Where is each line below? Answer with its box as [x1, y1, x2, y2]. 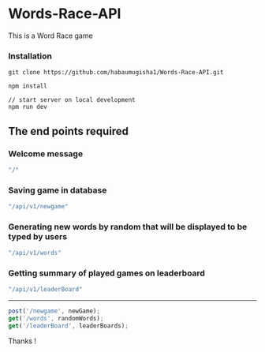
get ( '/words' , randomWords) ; [8, 315, 104, 323]
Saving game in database [8, 185, 107, 196]
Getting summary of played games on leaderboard [8, 268, 205, 279]
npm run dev [8, 103, 47, 111]
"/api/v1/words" [8, 249, 62, 257]
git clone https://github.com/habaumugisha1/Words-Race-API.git [8, 69, 224, 77]
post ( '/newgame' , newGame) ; [8, 307, 101, 316]
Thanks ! [8, 336, 37, 346]
